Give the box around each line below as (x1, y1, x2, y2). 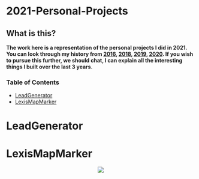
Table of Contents (6, 78, 60, 86)
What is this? (6, 28, 56, 38)
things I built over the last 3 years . (6, 63, 93, 70)
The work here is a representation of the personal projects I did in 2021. (6, 44, 188, 51)
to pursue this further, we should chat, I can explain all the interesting (6, 57, 183, 64)
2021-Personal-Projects (6, 4, 129, 18)
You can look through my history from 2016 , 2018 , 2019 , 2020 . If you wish (6, 50, 194, 58)
